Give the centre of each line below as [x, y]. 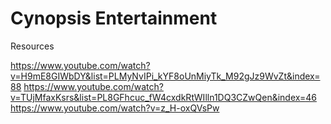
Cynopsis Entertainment [114, 18]
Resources [32, 46]
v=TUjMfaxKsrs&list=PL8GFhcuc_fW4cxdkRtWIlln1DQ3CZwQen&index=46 [163, 97]
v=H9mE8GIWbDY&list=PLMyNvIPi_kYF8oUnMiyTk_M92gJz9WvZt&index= [165, 76]
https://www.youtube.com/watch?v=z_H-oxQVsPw [115, 108]
